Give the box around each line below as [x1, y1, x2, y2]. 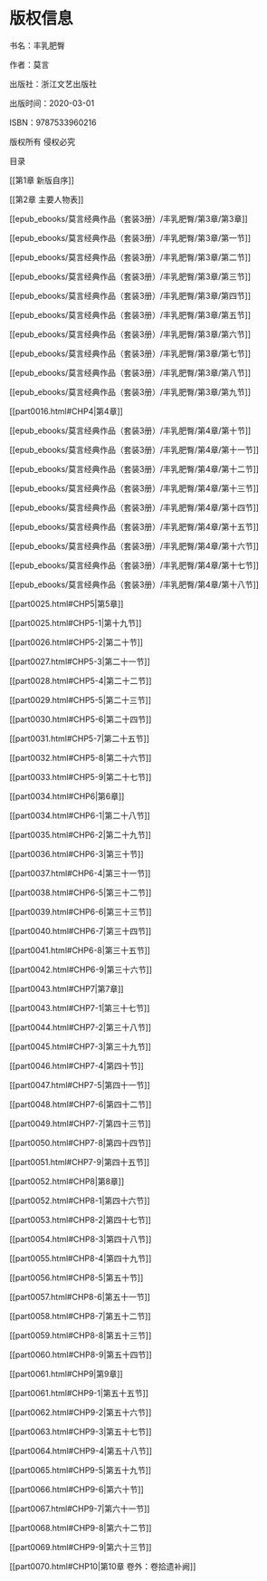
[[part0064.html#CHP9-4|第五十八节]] [9, 1445, 152, 1456]
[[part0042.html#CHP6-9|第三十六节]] [9, 964, 152, 975]
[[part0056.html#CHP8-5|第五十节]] [9, 1272, 144, 1283]
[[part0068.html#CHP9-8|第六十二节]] [9, 1522, 152, 1533]
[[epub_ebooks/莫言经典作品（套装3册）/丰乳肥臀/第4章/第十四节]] [9, 502, 260, 513]
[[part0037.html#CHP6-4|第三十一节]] [9, 867, 151, 879]
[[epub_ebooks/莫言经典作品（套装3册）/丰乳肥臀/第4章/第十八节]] [9, 579, 260, 590]
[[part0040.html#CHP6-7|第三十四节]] [9, 925, 152, 936]
